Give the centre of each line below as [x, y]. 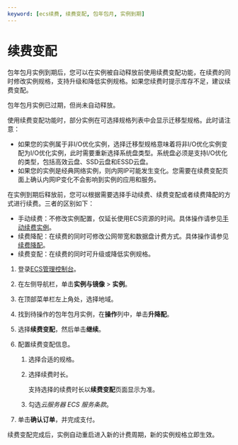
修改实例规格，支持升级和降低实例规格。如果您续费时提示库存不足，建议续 [122, 81]
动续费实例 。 [36, 227]
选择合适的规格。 [53, 359]
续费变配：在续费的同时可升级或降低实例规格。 [86, 254]
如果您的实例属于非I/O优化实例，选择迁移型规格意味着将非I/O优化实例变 [123, 144]
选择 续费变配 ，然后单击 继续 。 [61, 329]
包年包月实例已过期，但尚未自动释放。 [63, 105]
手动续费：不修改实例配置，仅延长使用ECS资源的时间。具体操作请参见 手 [123, 218]
